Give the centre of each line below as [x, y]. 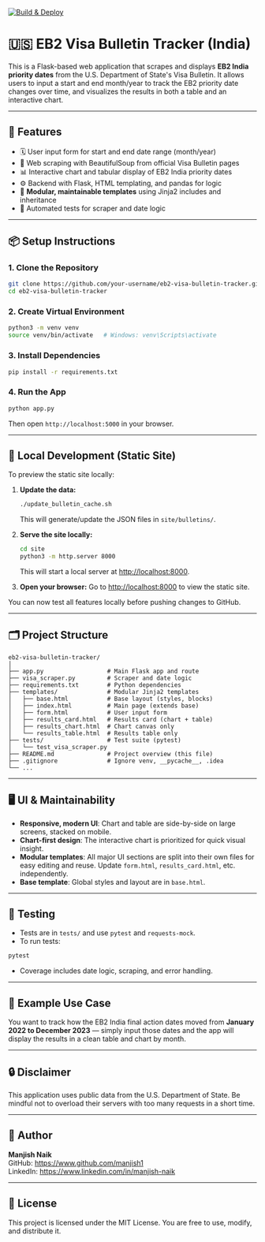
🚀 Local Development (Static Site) [92, 455]
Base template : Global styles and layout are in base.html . [112, 882]
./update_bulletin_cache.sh [65, 505]
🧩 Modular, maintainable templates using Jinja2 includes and [120, 191]
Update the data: [48, 490]
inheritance [38, 200]
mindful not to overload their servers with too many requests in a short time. [132, 1103]
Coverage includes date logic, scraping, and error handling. [116, 971]
